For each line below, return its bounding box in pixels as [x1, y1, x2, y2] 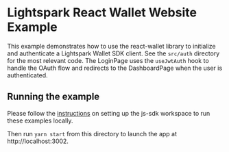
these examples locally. [7, 116, 73, 125]
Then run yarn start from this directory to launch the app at [7, 129, 177, 138]
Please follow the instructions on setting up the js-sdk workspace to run [7, 109, 210, 117]
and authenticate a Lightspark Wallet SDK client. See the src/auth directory [7, 49, 220, 58]
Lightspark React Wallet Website [7, 5, 197, 21]
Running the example [7, 91, 100, 103]
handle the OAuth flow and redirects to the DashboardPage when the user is [7, 64, 223, 72]
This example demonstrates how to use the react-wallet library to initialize [7, 42, 216, 50]
